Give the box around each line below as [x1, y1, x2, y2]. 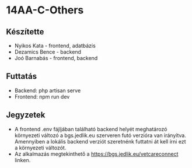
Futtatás [6, 71, 37, 82]
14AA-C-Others [6, 3, 84, 17]
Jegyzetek [6, 110, 46, 120]
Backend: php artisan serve [14, 87, 81, 94]
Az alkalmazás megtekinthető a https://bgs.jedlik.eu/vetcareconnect [14, 150, 179, 157]
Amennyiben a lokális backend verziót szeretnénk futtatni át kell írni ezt [14, 138, 186, 145]
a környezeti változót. [14, 144, 67, 151]
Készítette [6, 27, 44, 37]
